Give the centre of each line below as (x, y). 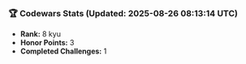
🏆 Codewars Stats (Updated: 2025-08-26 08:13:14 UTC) (123, 13)
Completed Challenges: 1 (63, 51)
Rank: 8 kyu (40, 34)
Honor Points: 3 (47, 43)
